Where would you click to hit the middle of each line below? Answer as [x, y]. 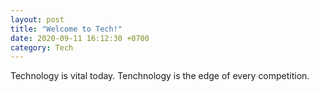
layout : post [37, 19]
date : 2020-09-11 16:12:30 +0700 [80, 38]
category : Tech [42, 47]
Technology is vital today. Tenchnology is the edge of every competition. [160, 76]
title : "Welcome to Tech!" [66, 29]
